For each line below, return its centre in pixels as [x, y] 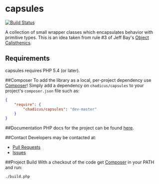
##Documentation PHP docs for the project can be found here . [70, 128]
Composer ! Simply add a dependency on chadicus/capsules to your [75, 85]
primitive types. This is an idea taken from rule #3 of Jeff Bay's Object [77, 37]
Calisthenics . [18, 42]
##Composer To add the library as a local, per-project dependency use [78, 80]
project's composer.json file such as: [42, 91]
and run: [14, 168]
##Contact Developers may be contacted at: [51, 138]
